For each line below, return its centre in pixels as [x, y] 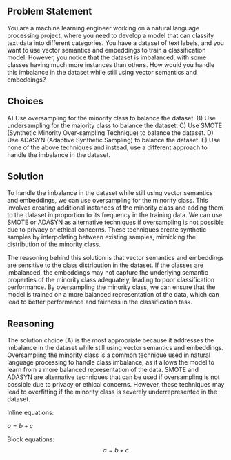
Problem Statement [50, 11]
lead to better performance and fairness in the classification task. [100, 302]
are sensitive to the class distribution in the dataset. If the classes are [106, 265]
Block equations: [31, 439]
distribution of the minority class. [54, 244]
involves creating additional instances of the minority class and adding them [115, 208]
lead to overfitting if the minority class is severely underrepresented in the [112, 392]
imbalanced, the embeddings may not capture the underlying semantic [108, 273]
